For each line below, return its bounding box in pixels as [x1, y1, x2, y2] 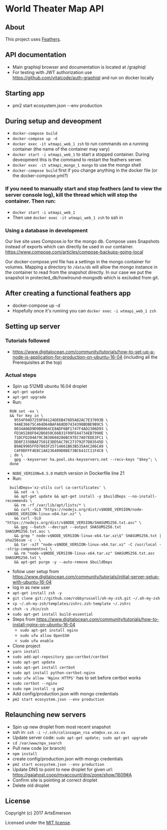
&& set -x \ [14, 489, 39, 495]
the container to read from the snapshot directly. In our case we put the [5, 269, 152, 275]
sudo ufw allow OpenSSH [19, 633, 70, 638]
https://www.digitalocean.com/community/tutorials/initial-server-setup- [12, 574, 160, 580]
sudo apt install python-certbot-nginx [12, 670, 96, 675]
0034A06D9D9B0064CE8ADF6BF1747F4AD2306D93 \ [14, 426, 108, 431]
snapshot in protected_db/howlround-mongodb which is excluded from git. [5, 275, 160, 281]
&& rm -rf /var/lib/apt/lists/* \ [14, 503, 86, 508]
